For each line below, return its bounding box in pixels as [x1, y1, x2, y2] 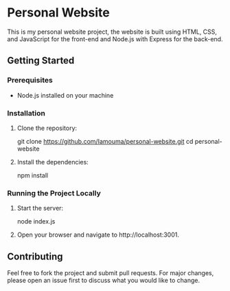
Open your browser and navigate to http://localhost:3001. [16, 230, 180, 239]
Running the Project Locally [7, 188, 101, 197]
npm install [16, 171, 49, 180]
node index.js [16, 217, 56, 226]
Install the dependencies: [16, 158, 89, 166]
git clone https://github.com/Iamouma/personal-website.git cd [16, 137, 194, 145]
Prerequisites [7, 76, 53, 85]
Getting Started [7, 55, 75, 67]
